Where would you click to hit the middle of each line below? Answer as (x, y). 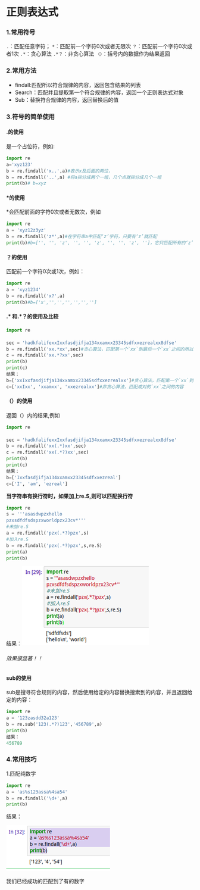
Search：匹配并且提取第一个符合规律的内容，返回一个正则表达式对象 (99, 92)
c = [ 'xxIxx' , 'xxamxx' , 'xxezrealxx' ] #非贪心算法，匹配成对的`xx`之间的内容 (95, 387)
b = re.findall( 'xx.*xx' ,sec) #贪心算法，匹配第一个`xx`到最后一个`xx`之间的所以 (100, 349)
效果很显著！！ (24, 658)
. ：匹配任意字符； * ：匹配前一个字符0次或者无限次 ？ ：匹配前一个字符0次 (97, 46)
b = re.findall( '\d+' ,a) (37, 798)
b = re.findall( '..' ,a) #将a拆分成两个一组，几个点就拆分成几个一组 (84, 177)
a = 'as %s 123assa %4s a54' (37, 792)
